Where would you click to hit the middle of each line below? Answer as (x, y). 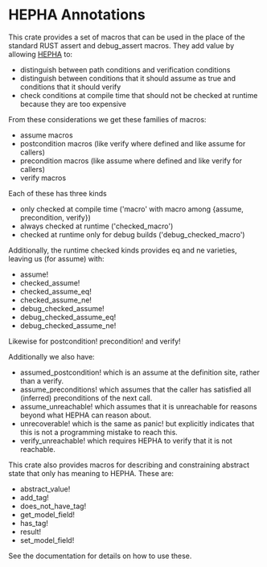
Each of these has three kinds (58, 193)
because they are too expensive (73, 104)
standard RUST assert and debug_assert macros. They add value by (121, 45)
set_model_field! (47, 540)
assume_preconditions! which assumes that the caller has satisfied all (136, 389)
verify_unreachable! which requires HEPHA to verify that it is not (126, 441)
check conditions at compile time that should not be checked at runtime (139, 95)
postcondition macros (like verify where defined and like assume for (133, 143)
